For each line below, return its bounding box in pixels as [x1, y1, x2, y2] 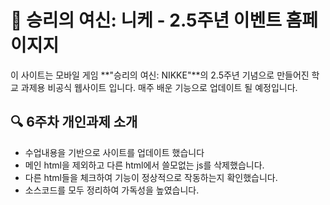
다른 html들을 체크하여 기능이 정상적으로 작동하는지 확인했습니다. [24, 171, 278, 183]
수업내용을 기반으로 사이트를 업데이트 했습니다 [24, 146, 205, 158]
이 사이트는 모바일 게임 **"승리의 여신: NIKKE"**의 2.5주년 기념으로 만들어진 [10, 69, 310, 81]
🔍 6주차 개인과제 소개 [10, 114, 138, 131]
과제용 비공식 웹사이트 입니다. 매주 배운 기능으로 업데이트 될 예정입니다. [20, 81, 298, 93]
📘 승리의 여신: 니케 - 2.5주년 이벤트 [10, 9, 282, 32]
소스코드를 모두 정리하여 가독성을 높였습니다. [24, 184, 200, 196]
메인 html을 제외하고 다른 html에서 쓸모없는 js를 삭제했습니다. [24, 159, 265, 171]
